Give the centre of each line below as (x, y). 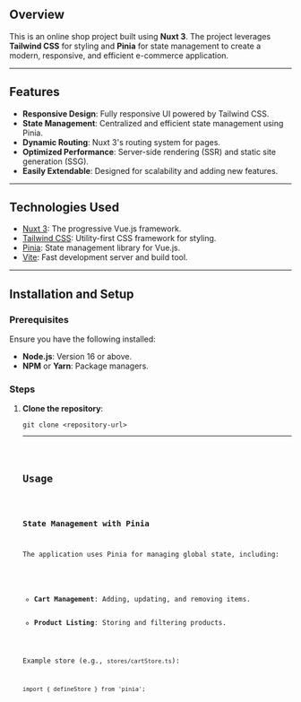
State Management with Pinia (86, 524)
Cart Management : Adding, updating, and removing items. (142, 600)
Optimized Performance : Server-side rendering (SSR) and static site (149, 152)
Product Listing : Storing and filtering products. (130, 623)
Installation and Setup (72, 294)
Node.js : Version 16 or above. (77, 357)
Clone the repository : (63, 409)
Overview (37, 15)
